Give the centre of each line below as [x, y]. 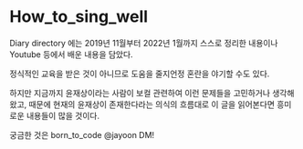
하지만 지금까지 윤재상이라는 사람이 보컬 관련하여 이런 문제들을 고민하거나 [140, 93]
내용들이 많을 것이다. [63, 115]
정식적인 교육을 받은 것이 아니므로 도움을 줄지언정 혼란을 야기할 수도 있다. [140, 74]
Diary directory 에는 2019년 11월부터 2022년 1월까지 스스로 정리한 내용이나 [144, 43]
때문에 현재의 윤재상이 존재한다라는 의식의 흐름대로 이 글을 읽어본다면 [152, 104]
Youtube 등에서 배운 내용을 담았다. [72, 54]
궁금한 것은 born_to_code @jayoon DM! [82, 134]
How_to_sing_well [79, 17]
